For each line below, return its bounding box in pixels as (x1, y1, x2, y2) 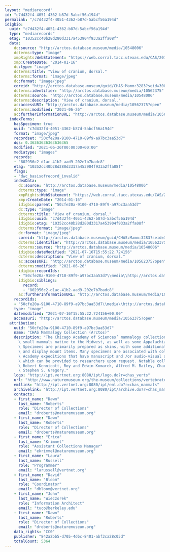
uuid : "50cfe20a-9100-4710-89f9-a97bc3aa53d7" (14, 325, 114, 331)
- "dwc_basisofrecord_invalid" (14, 173, 80, 179)
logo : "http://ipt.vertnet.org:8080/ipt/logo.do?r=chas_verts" (14, 373, 151, 378)
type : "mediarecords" (9, 31, 55, 36)
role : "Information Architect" (18, 500, 85, 506)
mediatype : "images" (14, 150, 57, 155)
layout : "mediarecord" (5, 7, 53, 13)
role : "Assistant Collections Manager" (18, 444, 103, 449)
